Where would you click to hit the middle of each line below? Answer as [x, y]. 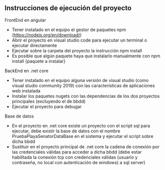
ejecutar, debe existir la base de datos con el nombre [66, 131]
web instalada [26, 90]
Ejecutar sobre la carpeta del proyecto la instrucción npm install [77, 50]
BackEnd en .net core [27, 71]
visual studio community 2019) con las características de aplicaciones [83, 85]
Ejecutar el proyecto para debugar [47, 106]
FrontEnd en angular [26, 20]
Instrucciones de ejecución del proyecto [68, 8]
